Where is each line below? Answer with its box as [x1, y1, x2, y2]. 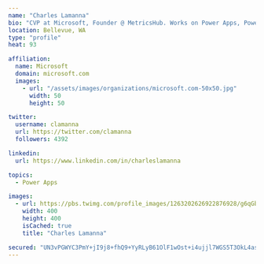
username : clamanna [15, 121, 79, 128]
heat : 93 [8, 41, 37, 49]
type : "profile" [8, 33, 61, 42]
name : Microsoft [15, 62, 68, 71]
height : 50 [28, 99, 65, 107]
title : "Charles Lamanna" [22, 229, 108, 237]
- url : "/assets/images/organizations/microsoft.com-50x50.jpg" [22, 84, 237, 92]
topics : [8, 171, 34, 179]
